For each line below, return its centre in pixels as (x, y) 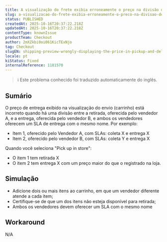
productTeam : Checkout (29, 38)
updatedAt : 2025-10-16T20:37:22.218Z (44, 28)
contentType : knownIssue (31, 33)
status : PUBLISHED (24, 19)
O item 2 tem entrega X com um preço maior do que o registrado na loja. (86, 163)
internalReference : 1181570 (34, 65)
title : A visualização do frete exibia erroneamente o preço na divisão (82, 10)
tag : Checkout (20, 47)
